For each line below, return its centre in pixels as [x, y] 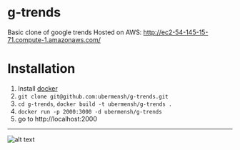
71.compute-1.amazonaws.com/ [54, 39]
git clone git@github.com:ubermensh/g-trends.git [93, 96]
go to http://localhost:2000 [57, 119]
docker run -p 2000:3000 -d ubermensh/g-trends [90, 111]
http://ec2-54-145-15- [176, 32]
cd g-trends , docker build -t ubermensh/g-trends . [95, 104]
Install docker [38, 88]
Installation [41, 69]
